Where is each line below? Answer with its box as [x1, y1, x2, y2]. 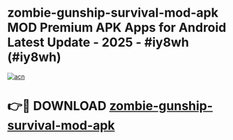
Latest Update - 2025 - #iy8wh [7, 35, 190, 50]
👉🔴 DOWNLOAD [7, 98, 107, 114]
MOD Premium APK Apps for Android [7, 20, 227, 36]
